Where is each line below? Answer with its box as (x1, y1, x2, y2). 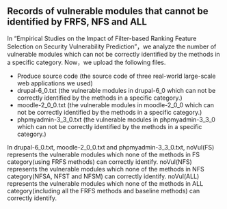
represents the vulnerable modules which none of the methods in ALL (7, 179, 204, 187)
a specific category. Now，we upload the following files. (7, 58, 166, 66)
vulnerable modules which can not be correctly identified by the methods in (7, 50, 220, 58)
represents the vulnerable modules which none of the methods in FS (7, 150, 200, 158)
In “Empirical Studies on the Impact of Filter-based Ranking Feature (7, 34, 197, 42)
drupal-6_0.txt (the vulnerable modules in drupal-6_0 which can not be (16, 86, 216, 94)
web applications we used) (16, 79, 94, 87)
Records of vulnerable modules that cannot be (7, 5, 209, 17)
